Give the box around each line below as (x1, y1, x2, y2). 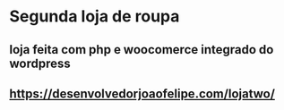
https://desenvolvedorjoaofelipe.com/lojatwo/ (9, 86, 276, 101)
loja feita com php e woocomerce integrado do (9, 42, 274, 57)
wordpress (9, 55, 72, 71)
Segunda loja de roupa (9, 6, 180, 27)
